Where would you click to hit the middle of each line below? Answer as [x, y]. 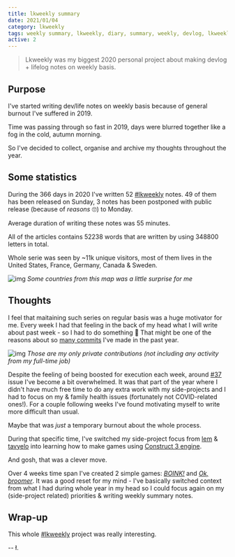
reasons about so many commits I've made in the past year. [93, 339]
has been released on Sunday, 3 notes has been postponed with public [110, 202]
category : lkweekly [36, 27]
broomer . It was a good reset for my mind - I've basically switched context [115, 481]
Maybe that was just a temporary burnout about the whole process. [105, 425]
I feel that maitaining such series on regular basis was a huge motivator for [115, 317]
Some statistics [43, 177]
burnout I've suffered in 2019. [50, 113]
